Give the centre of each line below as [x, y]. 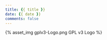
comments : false [22, 19]
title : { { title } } [25, 10]
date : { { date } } [23, 14]
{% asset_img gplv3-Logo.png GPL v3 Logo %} [54, 33]
